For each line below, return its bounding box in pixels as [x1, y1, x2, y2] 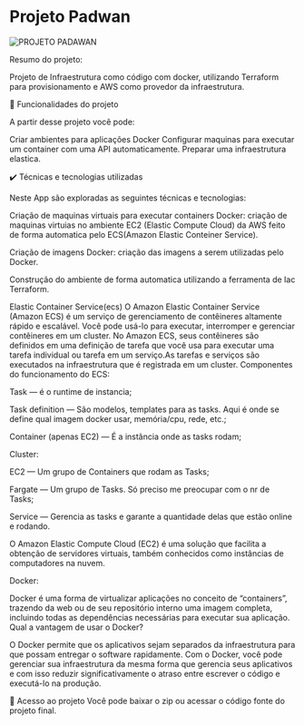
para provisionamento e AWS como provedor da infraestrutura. [9, 81, 245, 92]
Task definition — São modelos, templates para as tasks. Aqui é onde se [9, 404, 279, 415]
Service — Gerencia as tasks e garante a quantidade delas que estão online [9, 511, 293, 522]
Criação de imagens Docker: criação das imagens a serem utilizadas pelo [9, 247, 284, 258]
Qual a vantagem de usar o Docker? [9, 622, 143, 632]
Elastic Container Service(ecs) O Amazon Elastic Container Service [9, 301, 260, 312]
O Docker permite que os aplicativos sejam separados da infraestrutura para [9, 639, 296, 650]
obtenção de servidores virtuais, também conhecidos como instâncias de [9, 547, 284, 559]
